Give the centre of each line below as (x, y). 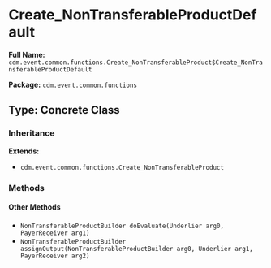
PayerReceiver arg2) (55, 256)
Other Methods (34, 207)
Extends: (24, 151)
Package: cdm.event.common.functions (73, 84)
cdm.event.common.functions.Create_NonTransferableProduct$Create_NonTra (136, 63)
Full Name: (27, 54)
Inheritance (32, 133)
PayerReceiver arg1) (55, 233)
